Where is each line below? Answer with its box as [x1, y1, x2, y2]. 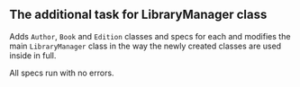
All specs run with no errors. [9, 67, 114, 78]
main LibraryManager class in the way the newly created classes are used [9, 40, 282, 51]
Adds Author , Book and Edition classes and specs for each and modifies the [9, 30, 291, 41]
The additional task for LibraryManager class [9, 7, 268, 22]
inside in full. [9, 49, 57, 61]
